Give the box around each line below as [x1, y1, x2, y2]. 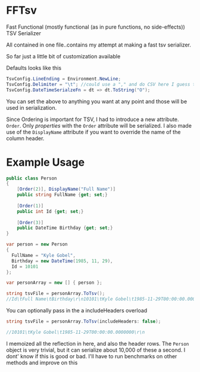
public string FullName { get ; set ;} [17, 192, 108, 198]
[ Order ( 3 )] [17, 219, 44, 225]
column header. [6, 135, 45, 142]
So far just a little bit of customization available [6, 52, 121, 60]
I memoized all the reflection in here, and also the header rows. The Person [6, 340, 189, 347]
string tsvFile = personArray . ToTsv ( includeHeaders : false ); [6, 318, 161, 324]
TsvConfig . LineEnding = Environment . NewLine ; [6, 76, 121, 82]
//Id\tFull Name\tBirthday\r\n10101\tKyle [6, 296, 113, 302]
